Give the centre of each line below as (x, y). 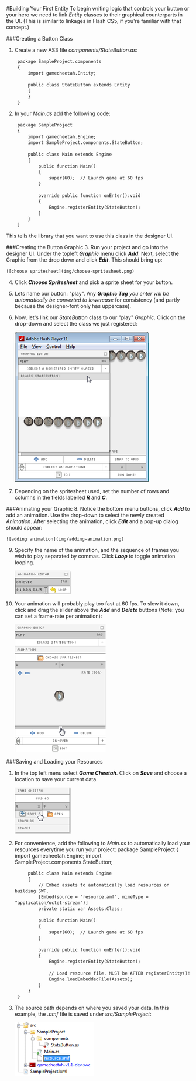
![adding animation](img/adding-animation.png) (65, 539)
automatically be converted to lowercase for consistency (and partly (97, 300)
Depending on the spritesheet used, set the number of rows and (92, 491)
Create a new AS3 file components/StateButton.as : (76, 50)
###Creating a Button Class (39, 39)
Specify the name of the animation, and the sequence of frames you (97, 550)
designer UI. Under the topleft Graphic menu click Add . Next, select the (93, 253)
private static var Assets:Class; (80, 909)
